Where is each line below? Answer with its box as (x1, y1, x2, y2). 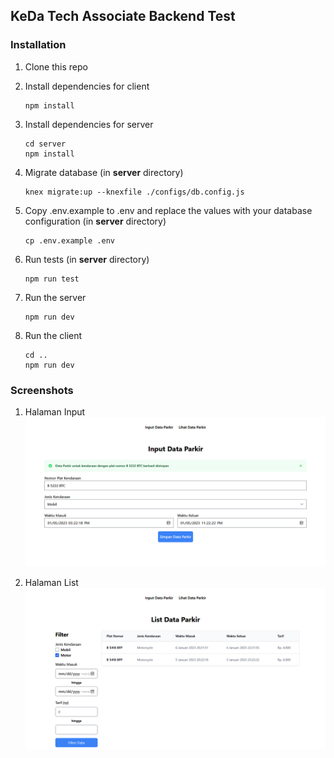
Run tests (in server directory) (24, 253, 150, 265)
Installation (10, 38, 67, 52)
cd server (24, 139, 67, 149)
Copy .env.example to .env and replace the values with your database (24, 204, 313, 216)
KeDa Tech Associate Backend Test (10, 8, 236, 25)
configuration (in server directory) (24, 215, 167, 227)
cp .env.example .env (24, 235, 115, 246)
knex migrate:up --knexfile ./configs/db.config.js (24, 187, 245, 197)
